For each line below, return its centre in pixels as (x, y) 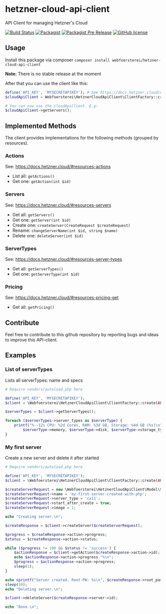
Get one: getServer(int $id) (41, 220)
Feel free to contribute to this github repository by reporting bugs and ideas (82, 335)
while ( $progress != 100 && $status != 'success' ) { (61, 548)
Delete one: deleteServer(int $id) (48, 235)
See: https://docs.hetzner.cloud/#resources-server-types (64, 259)
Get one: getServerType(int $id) (46, 274)
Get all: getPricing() (33, 307)
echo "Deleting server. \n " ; (34, 589)
